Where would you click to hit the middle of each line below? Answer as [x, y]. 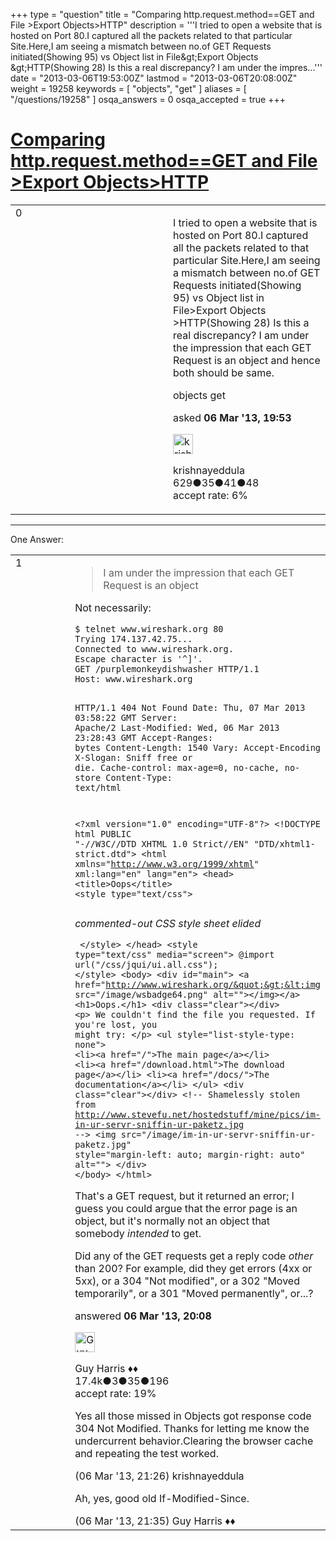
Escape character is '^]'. [138, 658]
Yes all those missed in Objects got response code [193, 1416]
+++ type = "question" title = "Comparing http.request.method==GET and [162, 14]
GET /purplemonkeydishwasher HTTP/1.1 [167, 668]
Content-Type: [139, 777]
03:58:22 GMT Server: [126, 717]
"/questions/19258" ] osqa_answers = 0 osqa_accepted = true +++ [148, 99]
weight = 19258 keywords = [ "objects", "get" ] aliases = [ [128, 88]
